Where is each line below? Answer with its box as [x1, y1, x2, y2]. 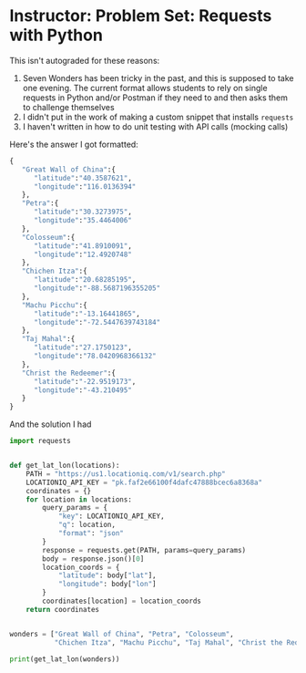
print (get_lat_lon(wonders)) [9, 654, 120, 664]
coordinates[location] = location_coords [42, 596, 202, 606]
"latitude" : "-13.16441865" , [33, 309, 141, 318]
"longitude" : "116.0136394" [33, 181, 137, 192]
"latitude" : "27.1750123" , [33, 343, 132, 352]
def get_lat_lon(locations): [9, 461, 120, 471]
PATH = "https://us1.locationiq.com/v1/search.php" [25, 469, 226, 479]
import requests [9, 437, 71, 446]
